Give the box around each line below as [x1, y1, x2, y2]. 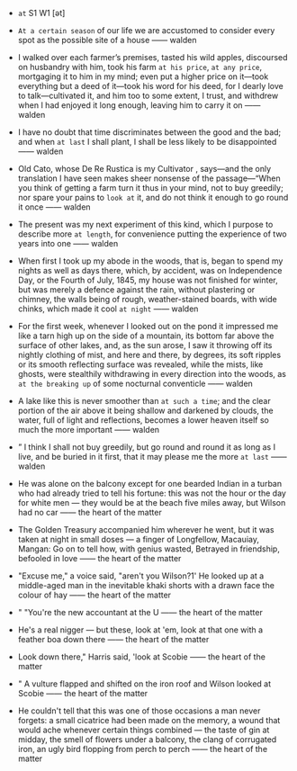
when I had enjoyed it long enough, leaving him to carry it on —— [17, 100, 261, 111]
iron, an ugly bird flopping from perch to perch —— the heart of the [17, 744, 268, 754]
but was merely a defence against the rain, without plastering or [17, 284, 256, 295]
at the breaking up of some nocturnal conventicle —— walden [17, 378, 254, 389]
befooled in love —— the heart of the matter [17, 553, 182, 563]
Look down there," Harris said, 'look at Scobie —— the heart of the [17, 651, 265, 662]
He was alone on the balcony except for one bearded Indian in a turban [17, 479, 282, 489]
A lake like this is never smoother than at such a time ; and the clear [17, 396, 272, 406]
